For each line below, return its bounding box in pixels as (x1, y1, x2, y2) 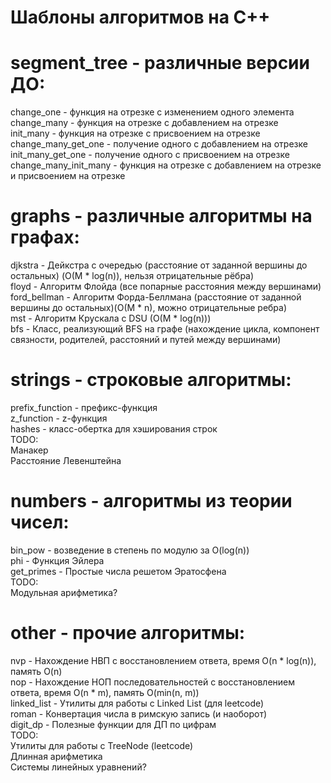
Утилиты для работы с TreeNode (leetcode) (10, 739, 194, 751)
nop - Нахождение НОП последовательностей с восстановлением (10, 676, 296, 688)
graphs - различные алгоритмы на (10, 205, 313, 228)
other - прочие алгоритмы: (10, 622, 246, 645)
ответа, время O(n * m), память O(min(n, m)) (10, 686, 200, 698)
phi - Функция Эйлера (10, 554, 105, 566)
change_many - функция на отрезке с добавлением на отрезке (10, 117, 279, 129)
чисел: (10, 511, 70, 534)
